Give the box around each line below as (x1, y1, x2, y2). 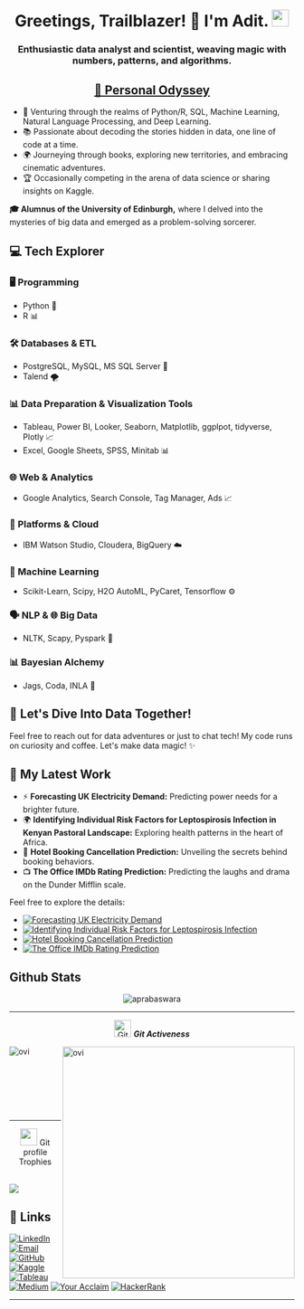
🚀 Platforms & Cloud (9, 518, 100, 531)
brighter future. (22, 804, 80, 815)
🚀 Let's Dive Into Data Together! (9, 707, 192, 722)
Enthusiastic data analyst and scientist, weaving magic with (17, 43, 287, 56)
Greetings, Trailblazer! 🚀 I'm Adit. (14, 11, 269, 32)
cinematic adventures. (22, 162, 106, 173)
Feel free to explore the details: (9, 896, 126, 908)
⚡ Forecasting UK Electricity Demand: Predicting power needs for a (22, 792, 278, 802)
